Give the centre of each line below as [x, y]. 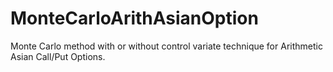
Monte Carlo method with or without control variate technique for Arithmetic [166, 46]
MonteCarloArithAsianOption [134, 18]
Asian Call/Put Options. [58, 56]
